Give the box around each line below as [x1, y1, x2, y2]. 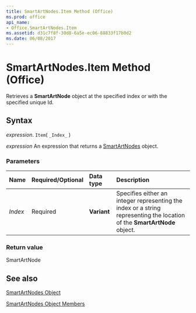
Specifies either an [116, 189, 168, 197]
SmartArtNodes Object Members [6, 300, 85, 307]
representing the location [116, 211, 185, 220]
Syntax [6, 116, 33, 126]
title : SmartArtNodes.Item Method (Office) [6, 8, 114, 15]
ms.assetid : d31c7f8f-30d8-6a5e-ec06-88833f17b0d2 [6, 30, 132, 36]
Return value [6, 243, 43, 251]
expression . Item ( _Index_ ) [6, 131, 71, 138]
